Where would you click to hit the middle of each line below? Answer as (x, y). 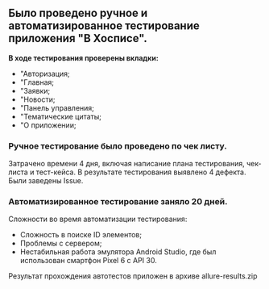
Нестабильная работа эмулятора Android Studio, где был (118, 252)
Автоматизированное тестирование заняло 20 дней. (118, 202)
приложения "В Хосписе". (78, 38)
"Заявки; (35, 90)
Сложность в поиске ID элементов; (81, 235)
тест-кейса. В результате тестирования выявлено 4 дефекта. (141, 172)
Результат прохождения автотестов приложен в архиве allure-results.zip (133, 276)
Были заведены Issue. (46, 181)
